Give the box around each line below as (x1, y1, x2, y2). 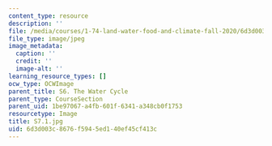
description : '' (8, 19, 63, 28)
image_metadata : (8, 42, 63, 50)
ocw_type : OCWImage (8, 79, 74, 88)
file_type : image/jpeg (8, 34, 85, 43)
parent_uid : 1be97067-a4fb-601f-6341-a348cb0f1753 (8, 102, 183, 110)
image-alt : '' (15, 65, 63, 73)
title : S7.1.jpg (8, 118, 63, 126)
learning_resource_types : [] (8, 72, 107, 80)
